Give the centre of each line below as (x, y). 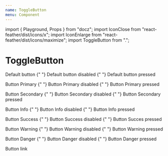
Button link (16, 149)
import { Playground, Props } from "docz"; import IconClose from (73, 29)
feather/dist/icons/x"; (27, 35)
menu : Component (22, 15)
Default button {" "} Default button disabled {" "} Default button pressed (80, 75)
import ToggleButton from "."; (99, 40)
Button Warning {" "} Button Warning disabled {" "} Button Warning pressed (84, 129)
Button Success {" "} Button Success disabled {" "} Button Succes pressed (84, 119)
